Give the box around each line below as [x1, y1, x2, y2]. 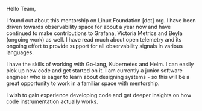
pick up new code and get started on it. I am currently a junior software [6, 67, 183, 74]
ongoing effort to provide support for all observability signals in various [6, 42, 183, 49]
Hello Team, [6, 5, 36, 12]
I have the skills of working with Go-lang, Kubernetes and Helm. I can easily [6, 60, 194, 68]
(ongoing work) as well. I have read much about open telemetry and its [6, 36, 182, 43]
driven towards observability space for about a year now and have [6, 24, 171, 30]
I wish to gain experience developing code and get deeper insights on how [6, 92, 192, 98]
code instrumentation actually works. [6, 98, 98, 105]
